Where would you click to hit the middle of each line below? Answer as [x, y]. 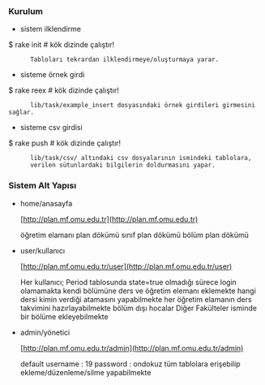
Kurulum [26, 11]
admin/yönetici [45, 332]
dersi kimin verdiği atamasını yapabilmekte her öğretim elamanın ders [136, 299]
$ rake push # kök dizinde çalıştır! [65, 143]
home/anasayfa [46, 203]
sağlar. [21, 112]
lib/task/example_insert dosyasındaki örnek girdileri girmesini [142, 106]
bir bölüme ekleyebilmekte [64, 316]
